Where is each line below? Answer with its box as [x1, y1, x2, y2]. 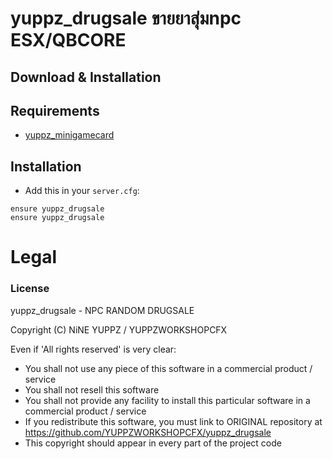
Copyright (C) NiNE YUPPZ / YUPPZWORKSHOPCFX [10, 323, 228, 336]
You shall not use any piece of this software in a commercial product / [24, 362, 313, 374]
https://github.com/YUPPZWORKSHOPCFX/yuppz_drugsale [24, 426, 272, 438]
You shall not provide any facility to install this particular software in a [24, 394, 311, 406]
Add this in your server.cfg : [24, 185, 140, 197]
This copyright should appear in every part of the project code [24, 437, 282, 449]
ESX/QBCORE [10, 29, 127, 52]
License [10, 282, 50, 296]
